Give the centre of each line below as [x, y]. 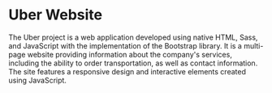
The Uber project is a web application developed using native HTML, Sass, [133, 37]
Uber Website [56, 15]
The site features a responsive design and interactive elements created [127, 71]
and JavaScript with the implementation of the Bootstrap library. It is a [125, 45]
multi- [253, 45]
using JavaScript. [38, 80]
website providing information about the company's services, [130, 54]
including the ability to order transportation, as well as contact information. [133, 63]
